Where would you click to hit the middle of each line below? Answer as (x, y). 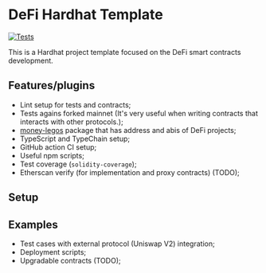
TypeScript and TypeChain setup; (75, 138)
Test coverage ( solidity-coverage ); (78, 164)
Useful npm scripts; (52, 155)
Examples (33, 224)
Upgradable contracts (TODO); (70, 260)
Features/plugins (52, 86)
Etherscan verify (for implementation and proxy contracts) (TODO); (130, 172)
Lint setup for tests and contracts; (75, 104)
